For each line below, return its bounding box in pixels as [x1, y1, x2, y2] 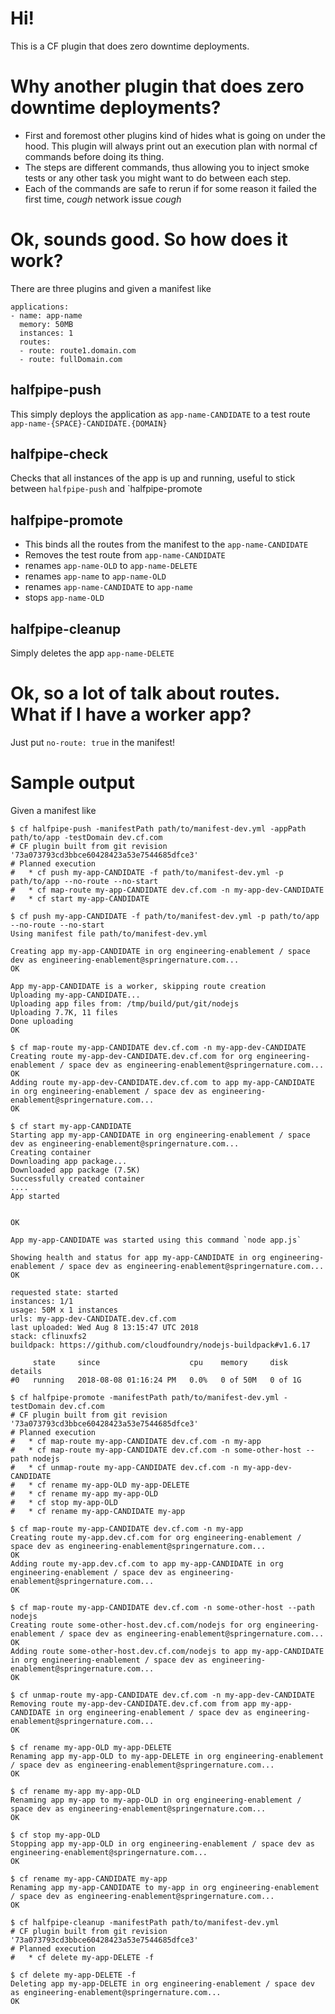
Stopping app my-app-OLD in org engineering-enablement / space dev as [10, 1838, 315, 1849]
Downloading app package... [10, 1156, 128, 1166]
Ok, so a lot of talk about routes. [10, 682, 280, 705]
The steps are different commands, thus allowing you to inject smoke [24, 161, 310, 173]
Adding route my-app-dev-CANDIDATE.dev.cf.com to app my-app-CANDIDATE [10, 1077, 315, 1087]
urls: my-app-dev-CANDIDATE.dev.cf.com [10, 1313, 177, 1324]
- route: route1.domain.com [19, 345, 137, 356]
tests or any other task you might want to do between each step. [24, 172, 292, 184]
